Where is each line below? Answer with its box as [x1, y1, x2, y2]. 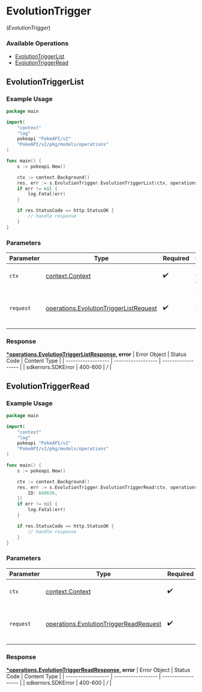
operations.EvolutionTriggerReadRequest [45, 619, 162, 628]
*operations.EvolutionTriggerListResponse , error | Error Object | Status [6, 351, 187, 358]
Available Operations [6, 39, 69, 47]
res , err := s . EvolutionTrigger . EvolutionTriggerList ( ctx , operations [17, 180, 198, 186]
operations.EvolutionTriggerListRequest [45, 304, 158, 312]
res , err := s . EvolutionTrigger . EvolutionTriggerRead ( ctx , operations [17, 484, 198, 491]
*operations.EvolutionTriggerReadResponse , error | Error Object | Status [6, 666, 191, 674]
